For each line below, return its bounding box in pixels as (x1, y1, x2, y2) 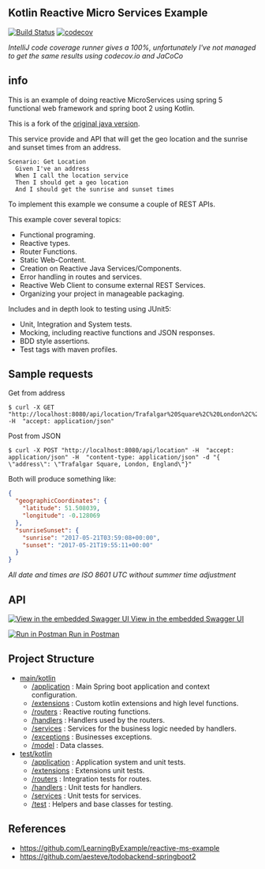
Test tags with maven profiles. (19, 344, 118, 354)
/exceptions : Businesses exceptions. (31, 731, 152, 742)
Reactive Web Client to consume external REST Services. (19, 280, 206, 289)
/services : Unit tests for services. (31, 791, 142, 800)
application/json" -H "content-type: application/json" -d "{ (8, 454, 221, 462)
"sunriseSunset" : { (15, 526, 80, 535)
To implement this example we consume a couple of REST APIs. (8, 199, 215, 209)
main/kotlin (19, 673, 57, 682)
